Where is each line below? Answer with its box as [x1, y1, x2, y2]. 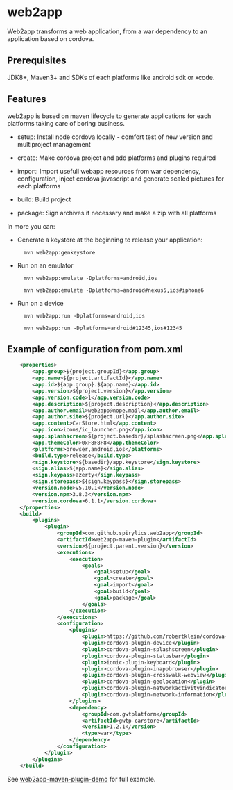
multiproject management [17, 140, 92, 148]
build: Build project [17, 195, 71, 204]
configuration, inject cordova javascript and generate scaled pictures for [17, 174, 224, 183]
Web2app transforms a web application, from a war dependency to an [7, 27, 208, 35]
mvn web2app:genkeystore [24, 249, 96, 256]
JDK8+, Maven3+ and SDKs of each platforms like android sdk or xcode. [7, 73, 215, 81]
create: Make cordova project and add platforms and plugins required [17, 154, 216, 162]
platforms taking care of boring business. [7, 119, 125, 127]
